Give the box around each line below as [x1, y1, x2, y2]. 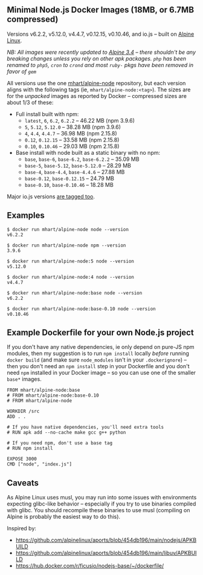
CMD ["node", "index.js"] [7, 461, 72, 467]
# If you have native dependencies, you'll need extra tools [7, 424, 164, 430]
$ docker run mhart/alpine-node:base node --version [7, 290, 143, 296]
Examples [7, 210, 45, 221]
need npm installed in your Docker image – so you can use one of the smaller [7, 369, 196, 377]
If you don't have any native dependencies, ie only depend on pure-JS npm [7, 343, 195, 351]
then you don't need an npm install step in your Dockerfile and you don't [7, 363, 190, 370]
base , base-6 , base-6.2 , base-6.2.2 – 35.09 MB [24, 155, 140, 163]
